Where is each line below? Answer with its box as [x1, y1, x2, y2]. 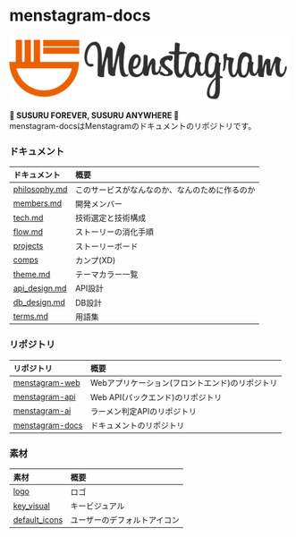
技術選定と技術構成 [74, 212, 146, 224]
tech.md [13, 212, 44, 223]
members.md [13, 198, 63, 209]
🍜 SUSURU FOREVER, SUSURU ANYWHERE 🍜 [9, 109, 180, 121]
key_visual [13, 500, 51, 511]
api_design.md [13, 283, 67, 294]
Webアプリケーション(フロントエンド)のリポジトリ [90, 378, 278, 388]
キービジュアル [70, 500, 125, 511]
